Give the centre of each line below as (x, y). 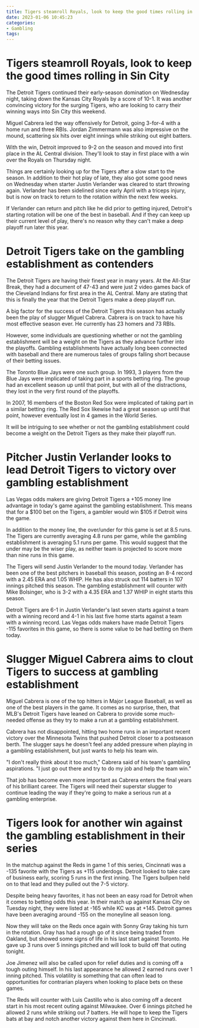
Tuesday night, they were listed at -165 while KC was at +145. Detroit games (99, 908)
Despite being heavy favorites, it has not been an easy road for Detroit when (99, 895)
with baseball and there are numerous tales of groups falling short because (98, 354)
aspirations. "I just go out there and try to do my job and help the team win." (99, 768)
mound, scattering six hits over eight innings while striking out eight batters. (99, 136)
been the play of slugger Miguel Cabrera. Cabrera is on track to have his (94, 317)
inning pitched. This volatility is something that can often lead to (84, 976)
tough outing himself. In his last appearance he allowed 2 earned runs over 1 (99, 969)
